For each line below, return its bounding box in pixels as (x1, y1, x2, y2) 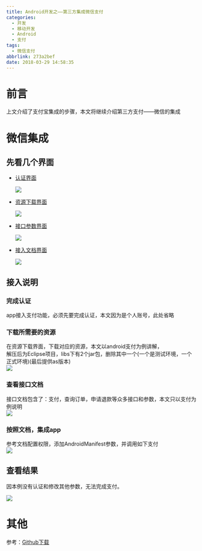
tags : (6, 43, 20, 49)
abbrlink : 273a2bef (6, 54, 55, 60)
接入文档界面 (14, 246, 47, 254)
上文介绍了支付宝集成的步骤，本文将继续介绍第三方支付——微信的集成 (6, 108, 181, 115)
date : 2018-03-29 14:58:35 (6, 59, 74, 65)
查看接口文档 (6, 381, 44, 389)
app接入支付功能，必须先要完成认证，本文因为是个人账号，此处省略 (6, 311, 175, 319)
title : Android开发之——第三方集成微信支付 (6, 8, 104, 15)
